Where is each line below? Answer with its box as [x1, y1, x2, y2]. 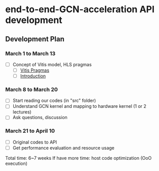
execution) [5, 160, 28, 166]
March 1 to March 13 [5, 50, 56, 57]
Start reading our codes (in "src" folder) [12, 98, 97, 104]
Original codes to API [12, 139, 57, 145]
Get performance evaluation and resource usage [12, 145, 115, 151]
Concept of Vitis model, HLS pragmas [12, 61, 92, 67]
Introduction [20, 73, 46, 79]
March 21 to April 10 [5, 127, 55, 134]
